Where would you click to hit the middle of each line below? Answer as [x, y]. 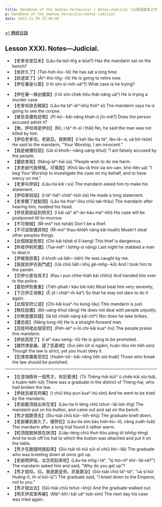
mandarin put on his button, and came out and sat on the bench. [76, 410]
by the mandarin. [29, 398]
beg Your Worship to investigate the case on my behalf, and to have [79, 173]
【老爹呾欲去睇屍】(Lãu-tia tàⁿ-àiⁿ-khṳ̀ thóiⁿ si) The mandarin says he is [83, 106]
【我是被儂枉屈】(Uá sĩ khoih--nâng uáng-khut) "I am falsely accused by [84, 150]
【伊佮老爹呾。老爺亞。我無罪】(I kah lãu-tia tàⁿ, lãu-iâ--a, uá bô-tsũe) [82, 139]
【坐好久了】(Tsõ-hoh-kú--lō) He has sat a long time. [65, 72]
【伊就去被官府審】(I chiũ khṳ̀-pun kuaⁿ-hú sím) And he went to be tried [83, 393]
